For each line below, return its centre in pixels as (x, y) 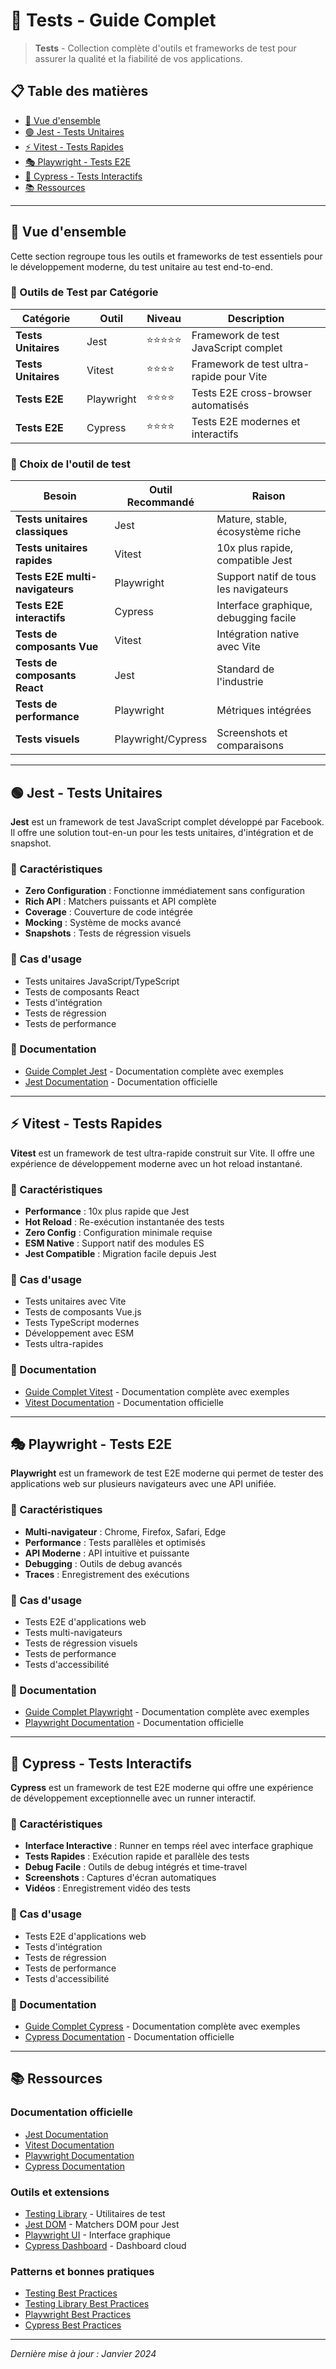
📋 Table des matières (79, 91)
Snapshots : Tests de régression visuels (108, 933)
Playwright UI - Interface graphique (97, 2235)
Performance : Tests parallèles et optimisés (115, 1542)
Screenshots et (252, 733)
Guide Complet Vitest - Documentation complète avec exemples (157, 1391)
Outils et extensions (60, 2192)
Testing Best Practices (71, 2293)
